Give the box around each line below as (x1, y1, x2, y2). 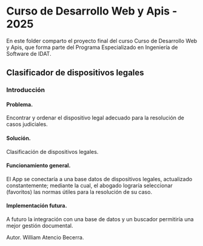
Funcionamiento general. (6, 162, 71, 169)
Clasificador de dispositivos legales (6, 68, 144, 78)
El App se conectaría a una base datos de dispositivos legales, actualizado (6, 175, 193, 182)
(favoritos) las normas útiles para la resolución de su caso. (6, 188, 153, 195)
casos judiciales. (6, 121, 48, 128)
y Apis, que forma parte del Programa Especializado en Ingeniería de (6, 44, 178, 51)
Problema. (6, 101, 33, 108)
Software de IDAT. (6, 50, 52, 57)
